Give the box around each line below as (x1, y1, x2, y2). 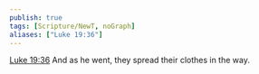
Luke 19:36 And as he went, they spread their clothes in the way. (9, 55, 251, 66)
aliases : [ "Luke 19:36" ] (9, 30, 103, 39)
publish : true (9, 13, 63, 23)
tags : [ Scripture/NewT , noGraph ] (9, 22, 136, 31)
